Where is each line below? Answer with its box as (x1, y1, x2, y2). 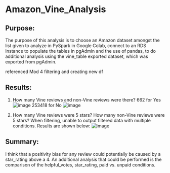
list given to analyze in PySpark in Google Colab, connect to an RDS (5, 43, 147, 49)
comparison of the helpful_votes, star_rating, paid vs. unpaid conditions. (5, 161, 156, 168)
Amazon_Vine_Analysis (5, 4, 106, 15)
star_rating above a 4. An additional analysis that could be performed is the (5, 156, 162, 162)
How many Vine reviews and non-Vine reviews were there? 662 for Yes (12, 96, 161, 102)
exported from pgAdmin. (5, 59, 57, 64)
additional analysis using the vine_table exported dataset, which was (5, 53, 148, 59)
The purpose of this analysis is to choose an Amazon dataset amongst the (5, 37, 160, 43)
